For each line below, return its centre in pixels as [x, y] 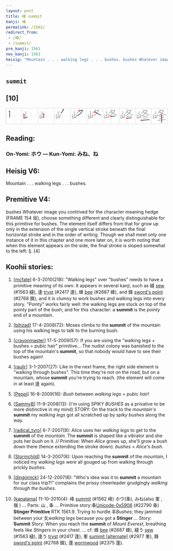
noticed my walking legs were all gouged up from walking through [83, 462]
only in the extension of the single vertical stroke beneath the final [76, 229]
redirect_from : [22, 33]
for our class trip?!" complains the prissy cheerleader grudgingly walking [90, 483]
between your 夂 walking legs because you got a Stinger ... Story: [82, 518]
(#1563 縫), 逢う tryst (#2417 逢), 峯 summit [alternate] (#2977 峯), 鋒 [86, 536]
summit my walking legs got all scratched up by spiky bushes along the [89, 415]
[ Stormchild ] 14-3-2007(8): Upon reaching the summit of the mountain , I [90, 456]
